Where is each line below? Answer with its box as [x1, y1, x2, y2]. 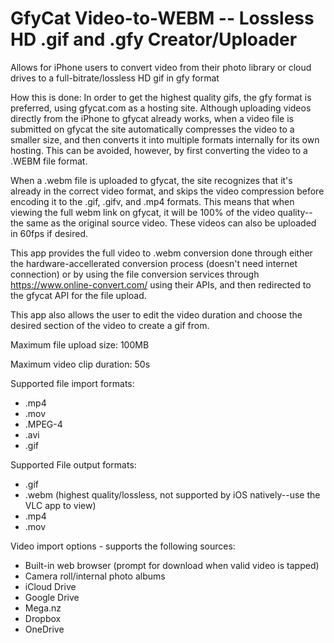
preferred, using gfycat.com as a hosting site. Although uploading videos [10, 102, 312, 114]
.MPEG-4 [24, 418, 63, 430]
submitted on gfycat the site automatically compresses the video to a [10, 123, 295, 135]
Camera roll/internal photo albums [24, 570, 166, 582]
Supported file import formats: [10, 377, 135, 389]
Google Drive [24, 591, 80, 603]
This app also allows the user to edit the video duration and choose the [10, 308, 303, 321]
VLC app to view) [24, 499, 97, 511]
